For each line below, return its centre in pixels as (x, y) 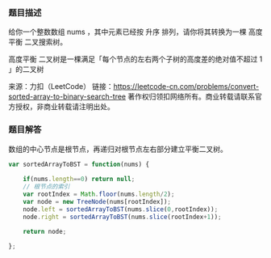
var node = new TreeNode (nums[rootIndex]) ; (97, 201)
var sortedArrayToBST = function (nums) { (79, 164)
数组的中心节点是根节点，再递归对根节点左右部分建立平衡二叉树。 (118, 149)
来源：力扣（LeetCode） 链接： (61, 87)
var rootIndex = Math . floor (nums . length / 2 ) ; (99, 195)
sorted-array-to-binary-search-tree (67, 97)
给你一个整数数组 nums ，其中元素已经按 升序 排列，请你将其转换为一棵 (127, 32)
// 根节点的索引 (46, 187)
